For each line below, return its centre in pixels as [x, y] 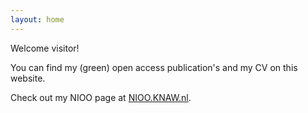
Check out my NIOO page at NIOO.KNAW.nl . [101, 97]
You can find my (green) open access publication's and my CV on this [154, 67]
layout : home [37, 19]
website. [28, 78]
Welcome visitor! [45, 48]
